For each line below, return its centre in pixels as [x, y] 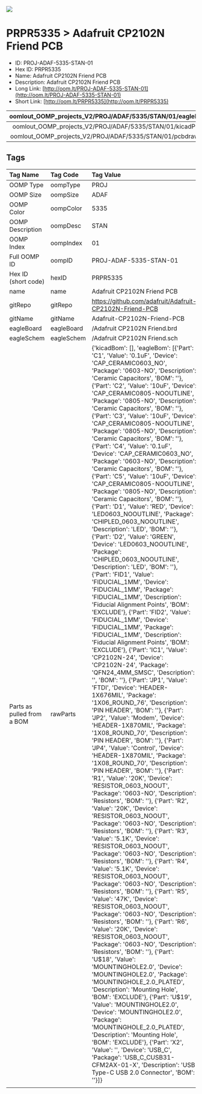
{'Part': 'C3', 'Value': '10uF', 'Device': [144, 415]
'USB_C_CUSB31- [149, 1057]
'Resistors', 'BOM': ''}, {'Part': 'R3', [140, 831]
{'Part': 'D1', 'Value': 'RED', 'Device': [142, 506]
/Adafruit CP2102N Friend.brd [134, 328]
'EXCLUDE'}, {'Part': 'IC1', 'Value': [139, 650]
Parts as [21, 706]
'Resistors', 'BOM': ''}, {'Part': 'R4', [140, 861]
